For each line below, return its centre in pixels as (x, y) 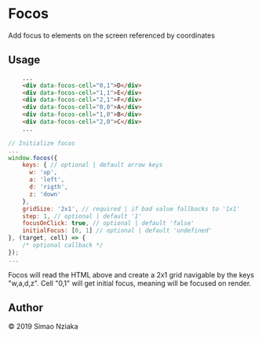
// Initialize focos (42, 143)
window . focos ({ (33, 158)
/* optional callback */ (63, 245)
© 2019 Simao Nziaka (43, 327)
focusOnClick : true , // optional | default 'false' (108, 223)
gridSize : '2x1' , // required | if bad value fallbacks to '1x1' (131, 208)
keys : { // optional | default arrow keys (93, 165)
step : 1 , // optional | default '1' (82, 216)
